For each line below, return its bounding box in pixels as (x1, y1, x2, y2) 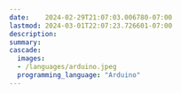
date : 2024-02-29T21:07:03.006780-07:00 (9, 12, 173, 22)
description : (9, 29, 58, 38)
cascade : (9, 46, 42, 55)
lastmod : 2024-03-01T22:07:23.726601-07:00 (9, 21, 173, 30)
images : (17, 54, 46, 63)
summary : (9, 37, 42, 47)
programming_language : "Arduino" (17, 71, 141, 80)
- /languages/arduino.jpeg (17, 63, 117, 72)
